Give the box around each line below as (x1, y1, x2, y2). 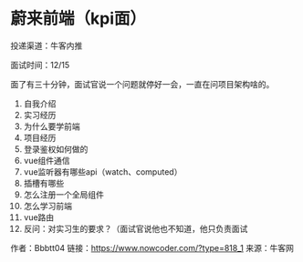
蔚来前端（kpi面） (10, 8, 147, 29)
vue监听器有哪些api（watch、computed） (23, 166, 183, 177)
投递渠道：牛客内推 (10, 40, 83, 51)
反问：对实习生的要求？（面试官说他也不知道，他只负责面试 (23, 223, 248, 234)
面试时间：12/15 (10, 59, 70, 70)
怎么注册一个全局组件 (23, 188, 104, 200)
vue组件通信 (23, 155, 71, 166)
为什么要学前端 (23, 120, 80, 132)
